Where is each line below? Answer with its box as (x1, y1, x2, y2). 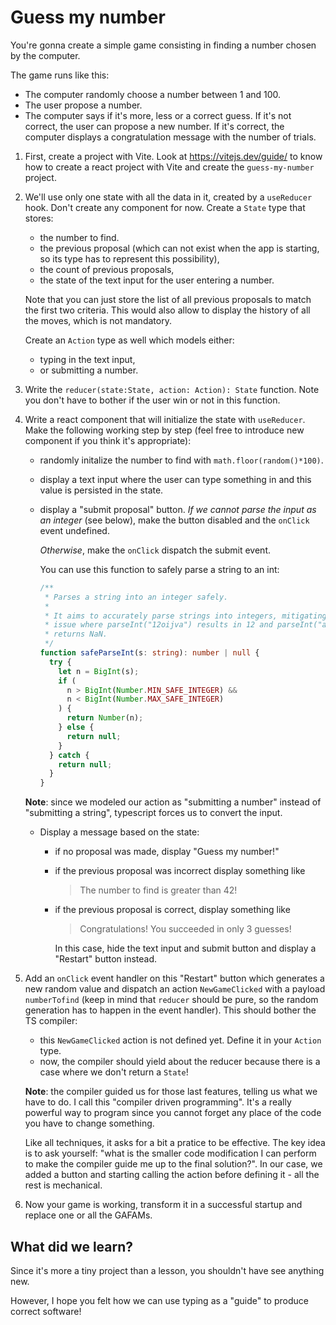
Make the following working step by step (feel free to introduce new (24, 424, 305, 436)
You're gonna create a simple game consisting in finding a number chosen (10, 39, 317, 51)
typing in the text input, (39, 353, 136, 365)
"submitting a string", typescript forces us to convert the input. (24, 807, 283, 819)
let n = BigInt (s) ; (58, 666, 140, 676)
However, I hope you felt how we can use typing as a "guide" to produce (10, 1295, 309, 1306)
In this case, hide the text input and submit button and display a (54, 942, 317, 955)
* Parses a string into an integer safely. (44, 592, 229, 602)
